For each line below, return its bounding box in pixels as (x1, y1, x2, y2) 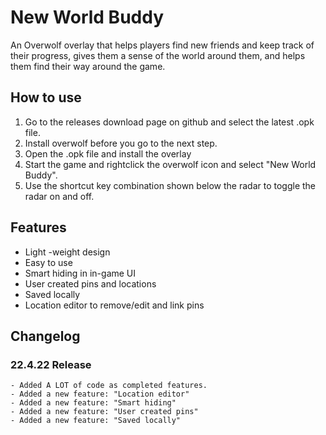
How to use (10, 89, 82, 106)
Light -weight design (24, 246, 111, 258)
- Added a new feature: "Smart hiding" (10, 398, 177, 408)
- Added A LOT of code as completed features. (10, 381, 208, 391)
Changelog (10, 327, 81, 345)
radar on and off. (24, 190, 95, 202)
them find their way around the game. (10, 60, 166, 72)
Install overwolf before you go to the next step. (24, 137, 218, 149)
